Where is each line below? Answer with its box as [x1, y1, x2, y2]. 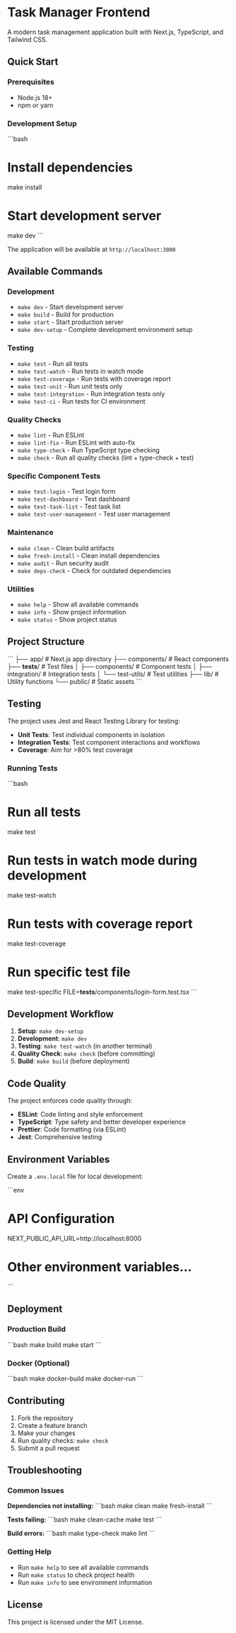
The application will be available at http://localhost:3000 [7, 245, 176, 253]
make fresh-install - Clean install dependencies [17, 551, 160, 560]
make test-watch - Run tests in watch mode [17, 367, 143, 375]
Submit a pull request [17, 1444, 80, 1452]
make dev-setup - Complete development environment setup [17, 326, 193, 334]
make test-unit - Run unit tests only [17, 382, 123, 390]
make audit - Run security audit [17, 558, 110, 568]
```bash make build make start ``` [7, 1340, 102, 1349]
